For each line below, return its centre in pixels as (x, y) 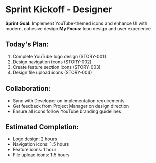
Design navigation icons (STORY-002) (52, 62)
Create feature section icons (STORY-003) (57, 67)
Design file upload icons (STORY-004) (52, 72)
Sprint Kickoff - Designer (59, 9)
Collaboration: (28, 88)
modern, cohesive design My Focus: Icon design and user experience (78, 28)
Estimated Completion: (42, 127)
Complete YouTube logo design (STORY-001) (59, 56)
